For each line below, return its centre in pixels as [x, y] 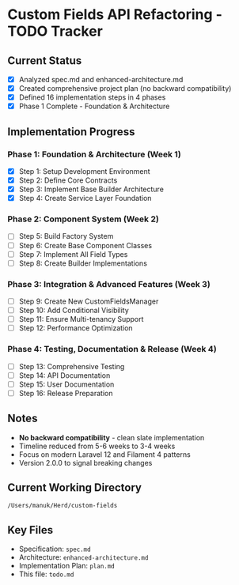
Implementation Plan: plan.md [67, 566]
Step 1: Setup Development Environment [85, 171]
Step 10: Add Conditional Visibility [74, 311]
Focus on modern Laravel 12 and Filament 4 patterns [104, 454]
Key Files [30, 530]
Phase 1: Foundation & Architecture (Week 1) [94, 154]
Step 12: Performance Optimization [76, 328]
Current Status [45, 60]
